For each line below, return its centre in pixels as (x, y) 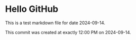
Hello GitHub (32, 9)
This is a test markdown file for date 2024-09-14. (55, 23)
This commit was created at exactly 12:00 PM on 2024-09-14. (68, 32)
